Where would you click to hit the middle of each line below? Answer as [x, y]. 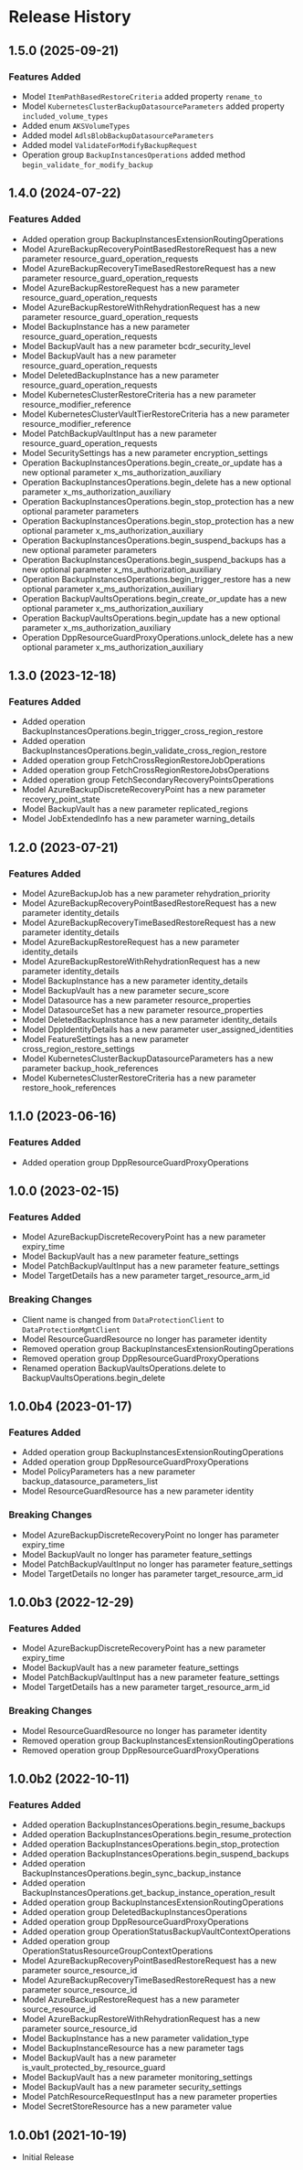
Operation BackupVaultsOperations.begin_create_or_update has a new [154, 598]
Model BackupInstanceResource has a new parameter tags [133, 2048]
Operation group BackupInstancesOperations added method [133, 154]
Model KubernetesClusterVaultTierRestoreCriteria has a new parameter [156, 414]
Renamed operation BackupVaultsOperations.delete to [124, 1367]
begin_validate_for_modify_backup [87, 165]
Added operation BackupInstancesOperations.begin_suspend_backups [155, 1854]
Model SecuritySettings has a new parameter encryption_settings [145, 452]
